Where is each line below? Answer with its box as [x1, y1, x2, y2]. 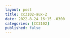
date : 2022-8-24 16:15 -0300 [5, 16, 65, 21]
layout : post [5, 7, 32, 12]
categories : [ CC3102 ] [5, 21, 50, 26]
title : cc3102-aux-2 [5, 12, 48, 17]
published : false [5, 26, 41, 31]
